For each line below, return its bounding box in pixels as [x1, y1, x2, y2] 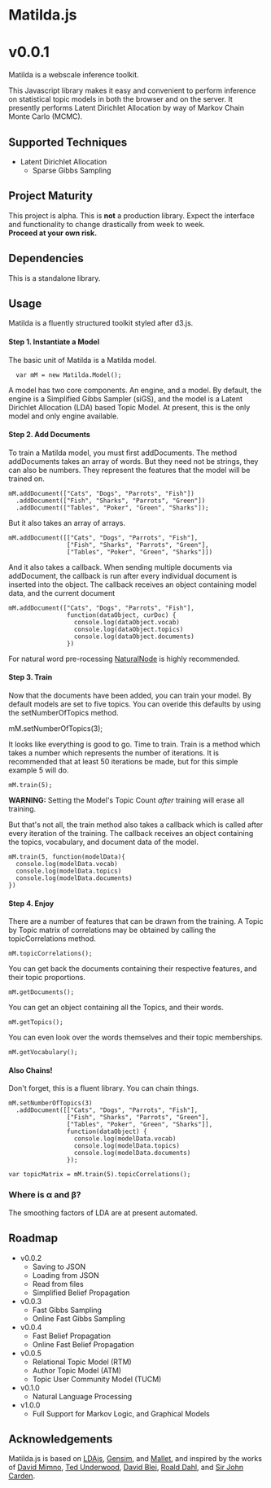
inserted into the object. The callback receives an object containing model [8, 580, 257, 589]
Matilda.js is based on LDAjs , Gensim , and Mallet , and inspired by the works [8, 1454, 263, 1464]
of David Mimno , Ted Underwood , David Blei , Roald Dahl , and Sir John [8, 1463, 244, 1473]
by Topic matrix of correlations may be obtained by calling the [8, 926, 216, 935]
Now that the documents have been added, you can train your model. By [8, 690, 252, 700]
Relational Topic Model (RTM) [32, 1357, 132, 1367]
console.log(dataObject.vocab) [73, 618, 181, 626]
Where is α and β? [8, 1189, 81, 1201]
